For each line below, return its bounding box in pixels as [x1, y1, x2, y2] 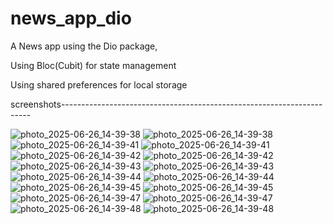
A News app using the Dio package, [10, 40, 158, 52]
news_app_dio [10, 7, 132, 30]
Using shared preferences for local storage [10, 78, 188, 91]
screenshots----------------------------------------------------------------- [10, 98, 323, 110]
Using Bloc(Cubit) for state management [10, 59, 177, 71]
